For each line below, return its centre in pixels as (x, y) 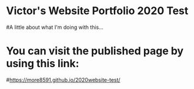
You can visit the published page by (95, 51)
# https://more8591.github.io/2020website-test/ (63, 80)
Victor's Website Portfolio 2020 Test (97, 11)
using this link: (43, 64)
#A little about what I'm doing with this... (55, 27)
